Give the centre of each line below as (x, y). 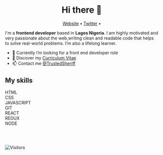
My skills (19, 81)
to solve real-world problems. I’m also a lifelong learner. (61, 43)
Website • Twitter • (82, 23)
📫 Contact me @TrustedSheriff (44, 63)
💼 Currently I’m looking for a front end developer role (65, 53)
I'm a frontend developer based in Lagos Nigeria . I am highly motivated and (81, 33)
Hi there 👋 (82, 10)
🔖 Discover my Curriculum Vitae (44, 58)
